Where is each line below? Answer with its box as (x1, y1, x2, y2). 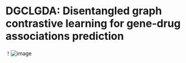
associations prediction (5, 30, 124, 43)
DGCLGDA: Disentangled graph (5, 4, 162, 18)
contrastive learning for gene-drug (5, 17, 181, 30)
